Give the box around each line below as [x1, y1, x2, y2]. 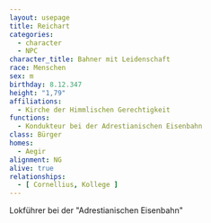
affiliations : [9, 96, 63, 106]
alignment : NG [9, 155, 63, 165]
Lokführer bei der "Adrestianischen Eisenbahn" [9, 205, 184, 216]
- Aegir [17, 147, 47, 156]
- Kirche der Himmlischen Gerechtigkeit [17, 105, 171, 114]
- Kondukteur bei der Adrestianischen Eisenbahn [17, 122, 203, 131]
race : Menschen [9, 64, 66, 73]
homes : [9, 138, 34, 147]
